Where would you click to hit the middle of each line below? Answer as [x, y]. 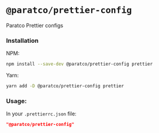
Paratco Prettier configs [34, 25]
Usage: [17, 101]
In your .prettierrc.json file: [42, 114]
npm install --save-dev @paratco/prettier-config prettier [79, 64]
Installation [23, 40]
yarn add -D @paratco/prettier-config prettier [65, 86]
